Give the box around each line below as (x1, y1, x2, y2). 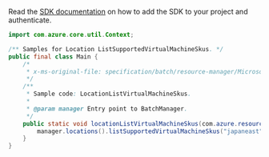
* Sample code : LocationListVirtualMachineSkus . (26, 90, 192, 99)
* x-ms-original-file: (26, 67, 102, 75)
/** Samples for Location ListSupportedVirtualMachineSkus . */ (8, 45, 224, 53)
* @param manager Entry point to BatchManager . (26, 104, 188, 113)
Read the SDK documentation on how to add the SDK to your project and (8, 7, 248, 16)
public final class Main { (8, 52, 98, 61)
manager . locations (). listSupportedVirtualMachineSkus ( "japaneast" (37, 127, 263, 135)
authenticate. (8, 15, 52, 25)
